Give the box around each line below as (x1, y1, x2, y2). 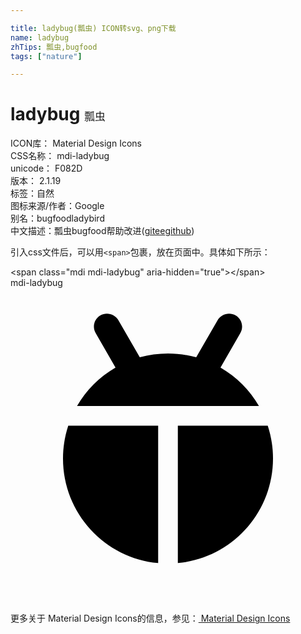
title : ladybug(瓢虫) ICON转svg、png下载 (10, 23, 177, 33)
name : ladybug (10, 32, 70, 43)
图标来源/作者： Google (10, 200, 105, 212)
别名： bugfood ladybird (10, 212, 105, 225)
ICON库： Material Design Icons (10, 137, 142, 150)
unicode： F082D (10, 162, 83, 175)
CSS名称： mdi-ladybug (10, 150, 110, 162)
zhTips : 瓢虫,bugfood (10, 42, 98, 52)
